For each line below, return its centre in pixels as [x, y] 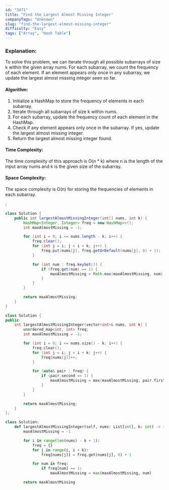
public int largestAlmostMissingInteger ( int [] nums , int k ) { [81, 218]
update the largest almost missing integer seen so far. [61, 78]
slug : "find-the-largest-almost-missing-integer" [58, 24]
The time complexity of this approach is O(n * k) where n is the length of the [84, 161]
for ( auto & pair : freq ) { [60, 371]
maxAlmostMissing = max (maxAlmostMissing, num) [101, 473]
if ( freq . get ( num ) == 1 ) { [69, 269]
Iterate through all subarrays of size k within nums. [65, 111]
